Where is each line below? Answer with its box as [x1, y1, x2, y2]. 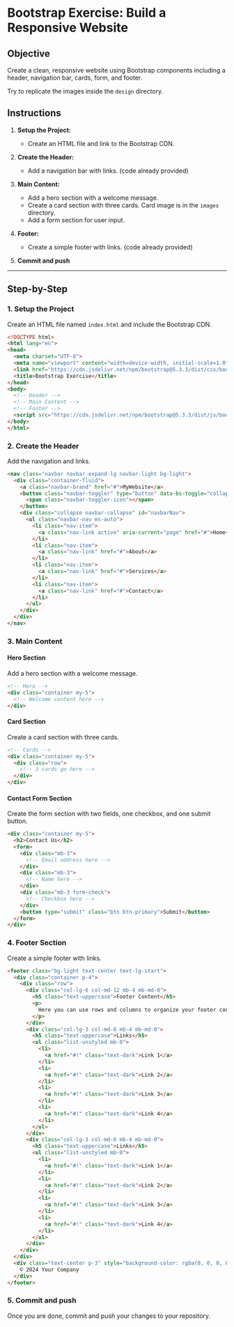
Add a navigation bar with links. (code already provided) [27, 166, 189, 175]
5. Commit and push [7, 1296, 77, 1305]
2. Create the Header [7, 441, 79, 451]
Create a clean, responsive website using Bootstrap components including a [7, 66, 226, 74]
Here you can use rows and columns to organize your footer [38, 1006, 217, 1013]
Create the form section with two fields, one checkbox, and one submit [7, 809, 211, 818]
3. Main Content [7, 636, 63, 646]
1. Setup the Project [7, 304, 75, 314]
